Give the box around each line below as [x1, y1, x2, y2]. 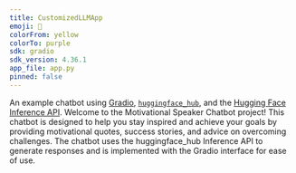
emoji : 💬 [9, 22, 43, 31]
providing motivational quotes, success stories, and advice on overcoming [9, 126, 287, 137]
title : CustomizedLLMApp [9, 13, 103, 23]
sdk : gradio [9, 47, 54, 56]
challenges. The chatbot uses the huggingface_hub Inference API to [9, 135, 263, 146]
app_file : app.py [9, 64, 75, 73]
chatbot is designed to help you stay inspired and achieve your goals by [9, 116, 278, 127]
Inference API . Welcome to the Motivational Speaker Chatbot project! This [9, 106, 285, 118]
